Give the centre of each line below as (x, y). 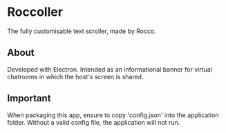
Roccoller (35, 12)
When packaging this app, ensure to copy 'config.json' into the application (113, 115)
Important (29, 98)
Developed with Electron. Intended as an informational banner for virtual (110, 69)
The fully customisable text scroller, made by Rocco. (82, 31)
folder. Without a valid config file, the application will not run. (94, 122)
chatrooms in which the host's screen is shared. (75, 76)
